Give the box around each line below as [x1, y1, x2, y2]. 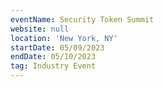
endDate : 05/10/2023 [10, 52, 97, 62]
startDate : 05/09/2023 [10, 42, 105, 53]
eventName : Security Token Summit [10, 14, 155, 25]
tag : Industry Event [10, 61, 97, 71]
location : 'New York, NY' [10, 33, 118, 43]
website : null [10, 24, 70, 34]
